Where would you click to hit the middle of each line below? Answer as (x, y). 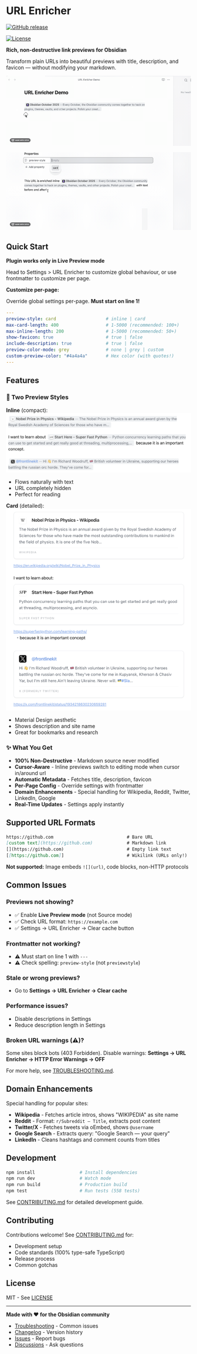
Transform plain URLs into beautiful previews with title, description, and (92, 61)
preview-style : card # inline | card (76, 319)
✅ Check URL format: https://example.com (66, 921)
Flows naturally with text (44, 482)
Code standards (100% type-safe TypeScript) (69, 1252)
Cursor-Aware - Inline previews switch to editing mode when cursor (97, 767)
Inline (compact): (27, 410)
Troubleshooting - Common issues (56, 1326)
